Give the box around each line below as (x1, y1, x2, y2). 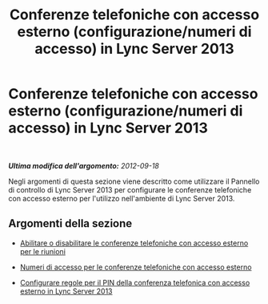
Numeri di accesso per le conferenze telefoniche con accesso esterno (19, 262, 252, 272)
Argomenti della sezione (8, 217, 133, 230)
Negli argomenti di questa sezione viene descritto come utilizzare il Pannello (8, 176, 260, 186)
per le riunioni (19, 246, 66, 256)
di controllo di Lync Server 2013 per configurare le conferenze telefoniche (8, 184, 252, 194)
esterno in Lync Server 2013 (19, 286, 113, 296)
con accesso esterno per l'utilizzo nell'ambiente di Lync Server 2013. (8, 193, 235, 203)
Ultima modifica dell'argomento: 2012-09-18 (8, 160, 160, 170)
